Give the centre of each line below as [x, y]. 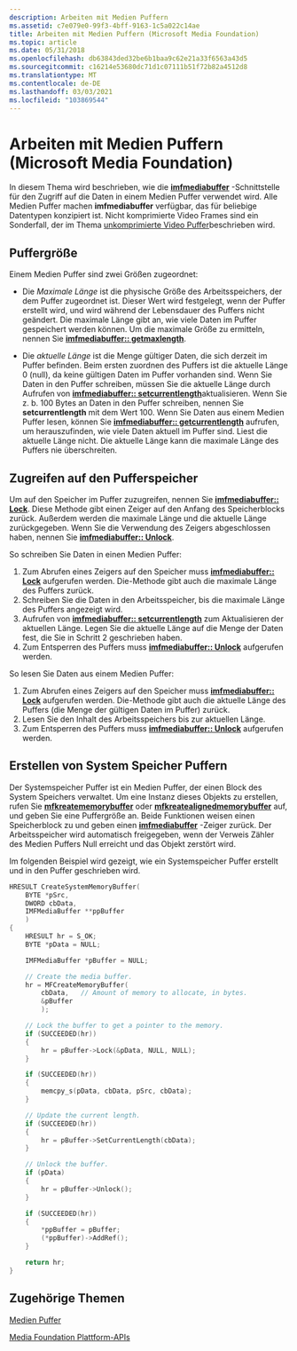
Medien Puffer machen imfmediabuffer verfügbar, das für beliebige [133, 206]
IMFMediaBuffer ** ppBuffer [75, 912]
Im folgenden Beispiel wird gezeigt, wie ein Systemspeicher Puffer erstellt [144, 861]
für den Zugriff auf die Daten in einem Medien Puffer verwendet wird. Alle [143, 197]
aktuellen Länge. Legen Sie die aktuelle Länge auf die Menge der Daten [152, 628]
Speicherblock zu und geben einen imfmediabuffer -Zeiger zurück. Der [141, 825]
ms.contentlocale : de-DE [55, 83]
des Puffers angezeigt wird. [72, 609]
